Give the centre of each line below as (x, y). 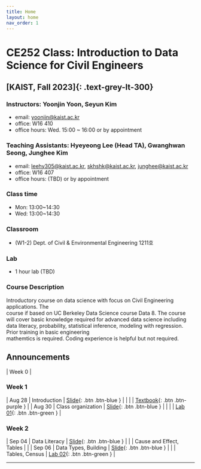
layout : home (22, 17)
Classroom (22, 229)
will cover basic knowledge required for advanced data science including (96, 319)
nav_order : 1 (22, 23)
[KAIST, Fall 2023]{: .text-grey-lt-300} (80, 87)
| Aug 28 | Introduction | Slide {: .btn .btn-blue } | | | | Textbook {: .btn (90, 400)
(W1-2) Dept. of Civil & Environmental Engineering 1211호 (84, 243)
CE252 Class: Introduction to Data (92, 52)
